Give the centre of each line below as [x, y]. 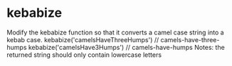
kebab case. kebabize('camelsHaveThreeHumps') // [83, 39]
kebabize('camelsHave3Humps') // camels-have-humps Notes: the [126, 47]
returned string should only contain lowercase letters [84, 55]
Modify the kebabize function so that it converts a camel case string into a [116, 32]
